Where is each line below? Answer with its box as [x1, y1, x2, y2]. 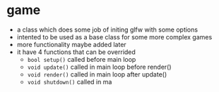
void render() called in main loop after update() [27, 70, 167, 79]
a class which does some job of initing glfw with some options [16, 25, 199, 34]
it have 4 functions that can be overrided [16, 48, 136, 56]
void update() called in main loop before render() [27, 63, 172, 71]
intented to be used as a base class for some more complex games [16, 32, 213, 41]
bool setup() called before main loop [27, 55, 136, 63]
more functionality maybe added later [16, 40, 126, 48]
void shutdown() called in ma [27, 77, 112, 86]
